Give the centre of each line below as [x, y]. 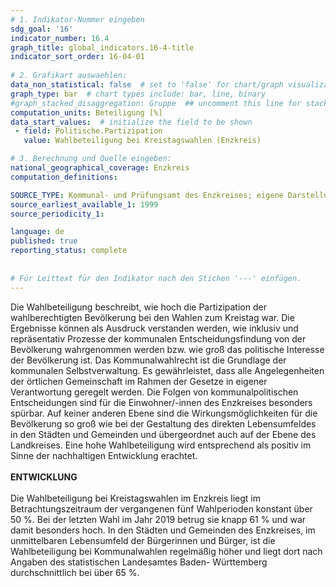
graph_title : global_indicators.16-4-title [102, 47]
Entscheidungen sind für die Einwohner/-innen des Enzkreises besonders [161, 402]
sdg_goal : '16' [42, 29]
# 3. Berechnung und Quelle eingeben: [91, 159]
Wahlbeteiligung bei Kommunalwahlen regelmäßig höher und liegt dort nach [166, 551]
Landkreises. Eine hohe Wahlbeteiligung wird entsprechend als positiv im [161, 445]
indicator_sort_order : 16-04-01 [77, 57]
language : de [37, 232]
